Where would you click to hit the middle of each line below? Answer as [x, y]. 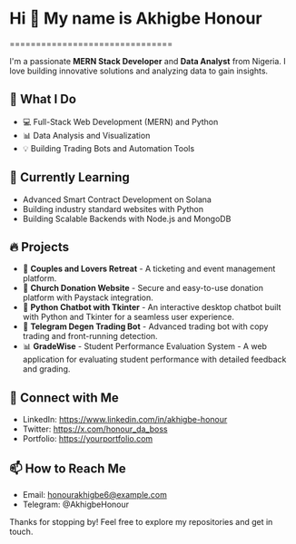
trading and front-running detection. [90, 336]
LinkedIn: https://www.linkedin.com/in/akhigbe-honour [125, 420]
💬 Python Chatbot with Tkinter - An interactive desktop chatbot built [152, 307]
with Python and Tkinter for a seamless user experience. [128, 317]
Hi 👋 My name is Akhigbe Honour [136, 19]
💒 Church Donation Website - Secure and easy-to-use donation [143, 288]
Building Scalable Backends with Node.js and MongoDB [127, 219]
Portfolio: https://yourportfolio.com [88, 439]
